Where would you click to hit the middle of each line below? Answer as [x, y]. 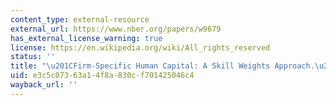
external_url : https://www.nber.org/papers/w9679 [116, 29]
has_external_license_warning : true [86, 38]
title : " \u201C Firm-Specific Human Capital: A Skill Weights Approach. [162, 66]
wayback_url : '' [44, 85]
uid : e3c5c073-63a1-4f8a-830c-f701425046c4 [102, 76]
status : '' [33, 57]
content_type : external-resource [80, 19]
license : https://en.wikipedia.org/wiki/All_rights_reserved [140, 47]
